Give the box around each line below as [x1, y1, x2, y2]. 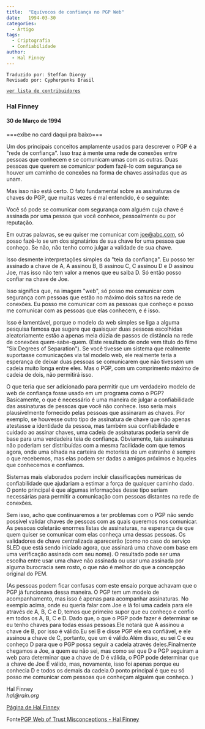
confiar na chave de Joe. [6, 275, 69, 283]
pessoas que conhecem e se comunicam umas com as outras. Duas [6, 156, 179, 163]
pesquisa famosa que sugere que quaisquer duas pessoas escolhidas [6, 325, 182, 333]
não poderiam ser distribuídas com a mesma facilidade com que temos [6, 441, 185, 449]
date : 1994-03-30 [6, 15, 56, 21]
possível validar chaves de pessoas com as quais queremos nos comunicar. [6, 518, 198, 525]
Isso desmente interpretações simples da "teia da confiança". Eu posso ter [6, 256, 195, 263]
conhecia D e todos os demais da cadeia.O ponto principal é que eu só [6, 666, 185, 674]
